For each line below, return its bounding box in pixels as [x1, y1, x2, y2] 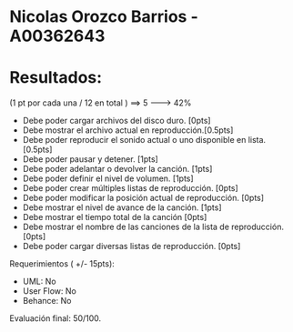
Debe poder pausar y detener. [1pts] [22, 154, 159, 165]
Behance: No [22, 296, 72, 307]
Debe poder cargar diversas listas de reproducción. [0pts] [22, 241, 241, 252]
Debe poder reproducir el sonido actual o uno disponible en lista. [22, 135, 267, 146]
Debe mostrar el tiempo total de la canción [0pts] [22, 212, 207, 223]
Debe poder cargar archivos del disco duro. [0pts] [22, 116, 211, 126]
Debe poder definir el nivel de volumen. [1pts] [22, 173, 194, 184]
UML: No [22, 276, 56, 287]
